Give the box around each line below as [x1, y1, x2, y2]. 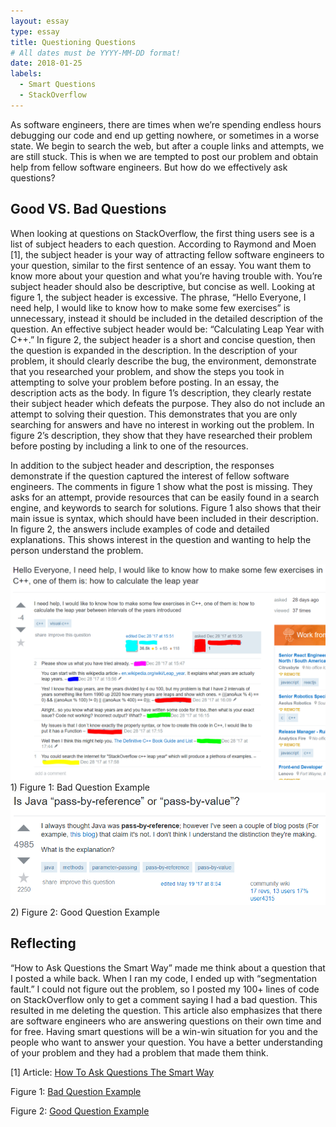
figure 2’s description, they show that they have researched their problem [10, 429, 313, 441]
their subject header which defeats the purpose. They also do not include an [10, 397, 326, 409]
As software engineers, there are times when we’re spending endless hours [10, 118, 322, 130]
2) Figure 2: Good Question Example [10, 906, 160, 918]
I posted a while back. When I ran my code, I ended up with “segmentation [10, 972, 317, 984]
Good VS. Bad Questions [10, 201, 167, 218]
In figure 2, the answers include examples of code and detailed [10, 523, 270, 535]
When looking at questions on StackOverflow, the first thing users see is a [10, 227, 315, 239]
